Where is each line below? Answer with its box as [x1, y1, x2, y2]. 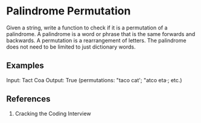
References [6, 94, 51, 104]
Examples [6, 61, 44, 71]
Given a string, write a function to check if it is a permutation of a [6, 24, 168, 31]
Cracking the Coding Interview [14, 110, 92, 117]
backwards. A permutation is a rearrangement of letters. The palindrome [6, 37, 187, 44]
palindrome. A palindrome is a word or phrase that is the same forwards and [6, 30, 196, 37]
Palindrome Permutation [6, 4, 131, 18]
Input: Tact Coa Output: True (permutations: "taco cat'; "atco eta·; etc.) [6, 76, 182, 83]
